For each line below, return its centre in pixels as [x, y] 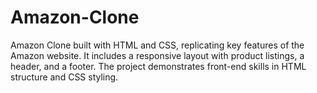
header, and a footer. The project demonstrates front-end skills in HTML [158, 66]
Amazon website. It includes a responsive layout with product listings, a [157, 55]
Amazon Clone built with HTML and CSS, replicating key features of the [157, 45]
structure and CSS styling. [64, 77]
